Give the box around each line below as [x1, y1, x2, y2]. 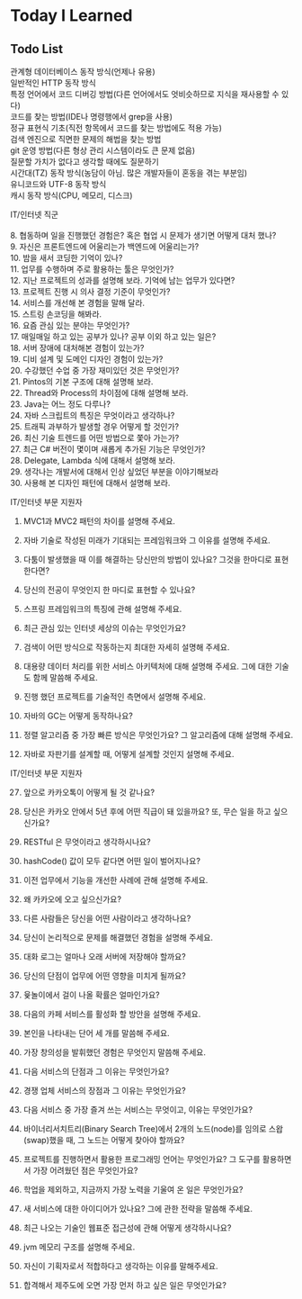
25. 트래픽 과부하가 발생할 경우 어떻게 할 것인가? [10, 421, 179, 432]
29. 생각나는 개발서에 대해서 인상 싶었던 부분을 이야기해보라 [10, 466, 219, 477]
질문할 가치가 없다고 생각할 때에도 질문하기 [10, 157, 160, 167]
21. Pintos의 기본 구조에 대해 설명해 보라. [10, 376, 154, 387]
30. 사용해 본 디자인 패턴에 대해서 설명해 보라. [10, 478, 171, 488]
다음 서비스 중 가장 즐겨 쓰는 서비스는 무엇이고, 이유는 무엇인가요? [22, 1105, 253, 1114]
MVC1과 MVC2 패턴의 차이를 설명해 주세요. [22, 516, 176, 527]
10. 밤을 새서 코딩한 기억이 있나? [10, 253, 123, 263]
